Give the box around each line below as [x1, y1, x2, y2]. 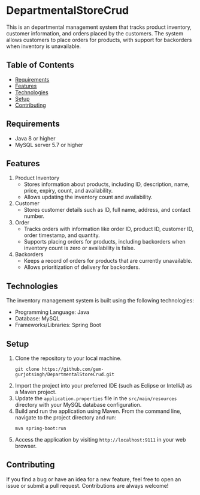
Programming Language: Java [14, 308, 90, 316]
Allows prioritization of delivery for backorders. [23, 263, 140, 271]
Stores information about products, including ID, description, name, [23, 181, 190, 188]
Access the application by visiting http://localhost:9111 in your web [14, 436, 186, 443]
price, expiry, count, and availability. [23, 187, 113, 194]
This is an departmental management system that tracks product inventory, [6, 23, 192, 31]
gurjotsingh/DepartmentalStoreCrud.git [14, 371, 115, 377]
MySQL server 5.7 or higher [14, 141, 84, 148]
